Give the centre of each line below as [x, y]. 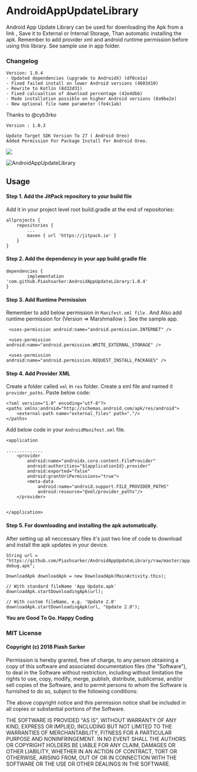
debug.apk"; [21, 566]
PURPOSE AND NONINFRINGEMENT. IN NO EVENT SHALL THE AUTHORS [96, 739]
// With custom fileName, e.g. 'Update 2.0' [61, 602]
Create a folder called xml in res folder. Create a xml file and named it [89, 386]
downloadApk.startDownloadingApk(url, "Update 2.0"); [73, 607]
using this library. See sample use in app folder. [63, 46]
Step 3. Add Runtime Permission [46, 299]
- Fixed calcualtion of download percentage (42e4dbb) [74, 94]
